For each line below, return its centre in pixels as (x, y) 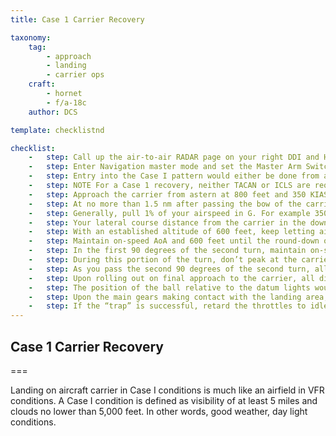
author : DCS (53, 112)
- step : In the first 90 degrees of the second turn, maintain (167, 251)
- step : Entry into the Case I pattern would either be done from (174, 176)
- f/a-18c (66, 102)
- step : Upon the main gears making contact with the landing (165, 297)
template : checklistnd (57, 130)
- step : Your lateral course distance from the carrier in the (167, 222)
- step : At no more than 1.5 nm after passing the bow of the (165, 204)
